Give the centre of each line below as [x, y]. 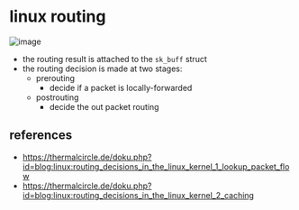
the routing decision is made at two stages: [102, 68]
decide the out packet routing [104, 106]
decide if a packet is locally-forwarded [121, 87]
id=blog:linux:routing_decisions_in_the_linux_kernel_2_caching [138, 195]
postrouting [57, 97]
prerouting [55, 78]
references [41, 136]
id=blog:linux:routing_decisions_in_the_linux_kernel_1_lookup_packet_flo [156, 166]
